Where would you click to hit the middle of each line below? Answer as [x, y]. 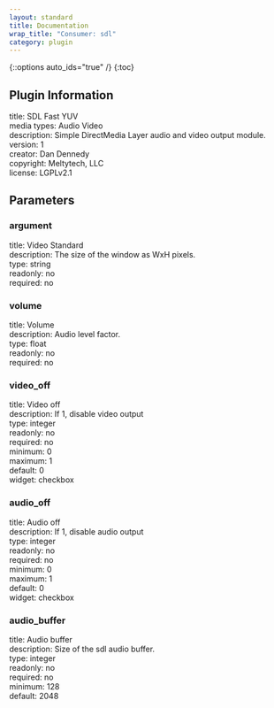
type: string [30, 264]
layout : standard [41, 17]
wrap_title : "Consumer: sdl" [63, 34]
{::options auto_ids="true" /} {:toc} [72, 67]
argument [31, 226]
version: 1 [27, 145]
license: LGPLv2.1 [41, 173]
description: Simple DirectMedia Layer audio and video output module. [138, 135]
